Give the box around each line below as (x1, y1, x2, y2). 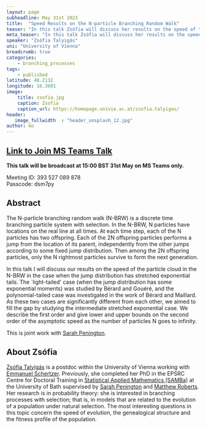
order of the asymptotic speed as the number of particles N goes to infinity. (6, 317, 197, 325)
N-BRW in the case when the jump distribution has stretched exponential (6, 271, 191, 279)
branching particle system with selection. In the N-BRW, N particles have (6, 221, 190, 228)
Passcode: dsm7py (6, 180, 55, 188)
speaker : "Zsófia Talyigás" (6, 37, 78, 44)
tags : (6, 66, 20, 72)
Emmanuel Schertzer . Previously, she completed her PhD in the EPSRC (6, 370, 185, 377)
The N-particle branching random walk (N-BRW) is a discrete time (6, 214, 174, 221)
